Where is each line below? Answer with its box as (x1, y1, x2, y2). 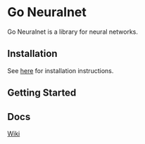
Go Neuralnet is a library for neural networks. (7, 27, 139, 36)
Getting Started (7, 87, 77, 99)
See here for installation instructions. (7, 66, 114, 74)
